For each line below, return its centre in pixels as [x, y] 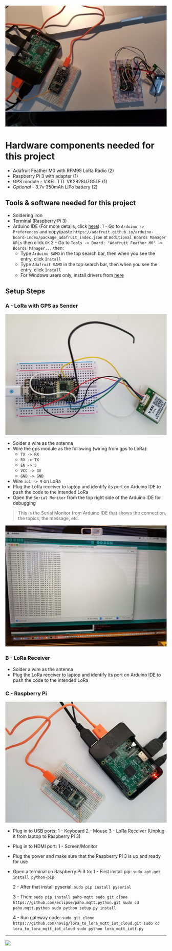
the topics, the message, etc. [48, 518]
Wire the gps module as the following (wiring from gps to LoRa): [80, 449]
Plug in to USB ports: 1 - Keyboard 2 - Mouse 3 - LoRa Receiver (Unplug [89, 831]
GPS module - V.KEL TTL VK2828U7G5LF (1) [60, 181]
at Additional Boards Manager [135, 237]
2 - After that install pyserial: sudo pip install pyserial [72, 887]
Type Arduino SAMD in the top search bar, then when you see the [88, 253]
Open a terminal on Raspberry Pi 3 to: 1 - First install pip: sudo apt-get [87, 872]
